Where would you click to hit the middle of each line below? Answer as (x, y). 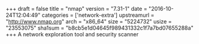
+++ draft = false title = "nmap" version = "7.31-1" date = (76, 9)
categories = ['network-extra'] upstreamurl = (98, 15)
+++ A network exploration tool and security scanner (72, 34)
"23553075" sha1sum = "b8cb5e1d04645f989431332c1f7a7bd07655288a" (100, 28)
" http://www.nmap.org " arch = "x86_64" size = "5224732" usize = (89, 21)
